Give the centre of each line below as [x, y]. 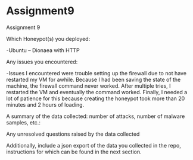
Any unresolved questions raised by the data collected [73, 134]
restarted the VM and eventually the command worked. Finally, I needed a [97, 92]
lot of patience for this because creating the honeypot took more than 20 [96, 98]
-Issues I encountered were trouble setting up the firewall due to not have [96, 73]
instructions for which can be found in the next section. [74, 152]
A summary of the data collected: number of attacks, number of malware [96, 116]
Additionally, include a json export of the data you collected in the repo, [94, 145]
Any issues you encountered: [42, 62]
